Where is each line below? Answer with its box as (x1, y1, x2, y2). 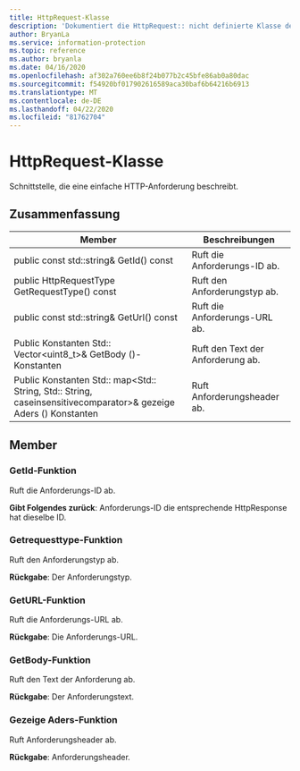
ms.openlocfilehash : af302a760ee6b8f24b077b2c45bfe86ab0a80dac (9, 72, 250, 80)
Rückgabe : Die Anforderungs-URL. (9, 631, 138, 642)
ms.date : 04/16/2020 (9, 64, 87, 72)
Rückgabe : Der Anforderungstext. (9, 691, 135, 702)
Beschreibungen (203, 233, 275, 246)
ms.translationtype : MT (9, 88, 98, 97)
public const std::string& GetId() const (13, 254, 174, 267)
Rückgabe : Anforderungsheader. (9, 751, 131, 762)
